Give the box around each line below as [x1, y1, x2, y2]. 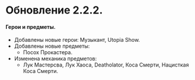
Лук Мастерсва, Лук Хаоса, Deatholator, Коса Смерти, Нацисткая [23, 61, 189, 68]
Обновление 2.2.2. [5, 4, 103, 17]
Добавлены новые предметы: [14, 42, 90, 50]
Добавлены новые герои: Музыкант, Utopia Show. [14, 36, 140, 44]
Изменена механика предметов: [14, 55, 97, 62]
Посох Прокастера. [23, 49, 72, 56]
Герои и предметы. [5, 23, 56, 30]
